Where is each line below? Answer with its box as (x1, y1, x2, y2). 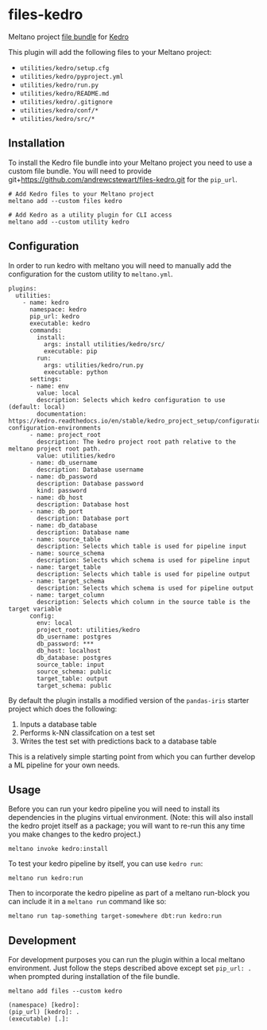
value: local (37, 388, 80, 397)
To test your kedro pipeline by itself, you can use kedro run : (8, 859, 203, 868)
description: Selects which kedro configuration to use (37, 396, 226, 404)
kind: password (37, 486, 87, 494)
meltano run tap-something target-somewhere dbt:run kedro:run (8, 912, 222, 920)
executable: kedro (29, 319, 91, 327)
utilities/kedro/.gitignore (19, 98, 113, 106)
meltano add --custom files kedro (8, 197, 123, 205)
